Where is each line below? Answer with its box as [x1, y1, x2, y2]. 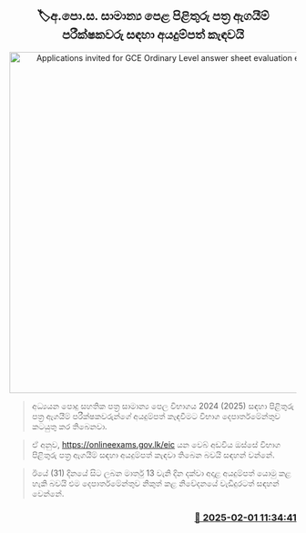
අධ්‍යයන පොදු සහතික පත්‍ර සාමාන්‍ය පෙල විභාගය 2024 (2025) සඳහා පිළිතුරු [31, 400, 294, 411]
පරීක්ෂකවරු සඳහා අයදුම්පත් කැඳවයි [62, 27, 244, 43]
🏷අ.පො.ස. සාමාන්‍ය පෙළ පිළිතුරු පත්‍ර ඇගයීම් [36, 8, 270, 24]
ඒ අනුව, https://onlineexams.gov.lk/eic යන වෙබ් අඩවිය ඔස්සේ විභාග [31, 438, 280, 449]
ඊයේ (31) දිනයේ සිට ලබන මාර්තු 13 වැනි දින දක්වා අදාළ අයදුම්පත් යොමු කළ [31, 468, 291, 478]
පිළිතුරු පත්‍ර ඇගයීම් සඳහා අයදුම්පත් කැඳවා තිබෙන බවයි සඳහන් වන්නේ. [31, 449, 275, 460]
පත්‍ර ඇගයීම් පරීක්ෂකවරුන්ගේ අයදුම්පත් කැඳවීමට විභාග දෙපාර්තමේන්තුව [31, 410, 280, 421]
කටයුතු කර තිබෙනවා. [31, 420, 107, 431]
